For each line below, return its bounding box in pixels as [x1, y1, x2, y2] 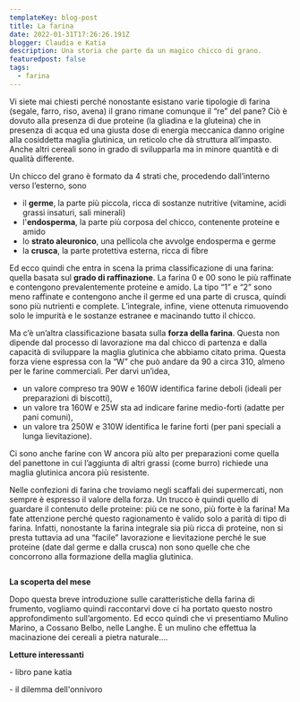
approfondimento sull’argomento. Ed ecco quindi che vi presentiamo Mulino [9, 612, 288, 623]
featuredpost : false [9, 55, 87, 64]
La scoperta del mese [9, 576, 91, 587]
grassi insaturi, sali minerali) [21, 207, 126, 218]
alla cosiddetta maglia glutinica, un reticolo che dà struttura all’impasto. [9, 134, 272, 144]
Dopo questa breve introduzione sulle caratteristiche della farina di [9, 594, 255, 604]
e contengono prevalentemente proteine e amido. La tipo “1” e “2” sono [9, 282, 272, 292]
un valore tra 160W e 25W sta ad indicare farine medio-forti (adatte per [21, 402, 285, 412]
